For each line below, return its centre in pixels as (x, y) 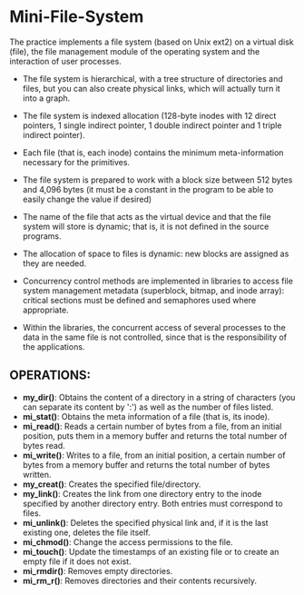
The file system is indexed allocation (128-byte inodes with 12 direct (149, 115)
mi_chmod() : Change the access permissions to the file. (127, 541)
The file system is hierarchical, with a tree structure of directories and (152, 78)
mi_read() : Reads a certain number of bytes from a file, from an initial (152, 426)
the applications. (54, 346)
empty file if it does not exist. (77, 561)
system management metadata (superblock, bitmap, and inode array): (153, 290)
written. (37, 474)
